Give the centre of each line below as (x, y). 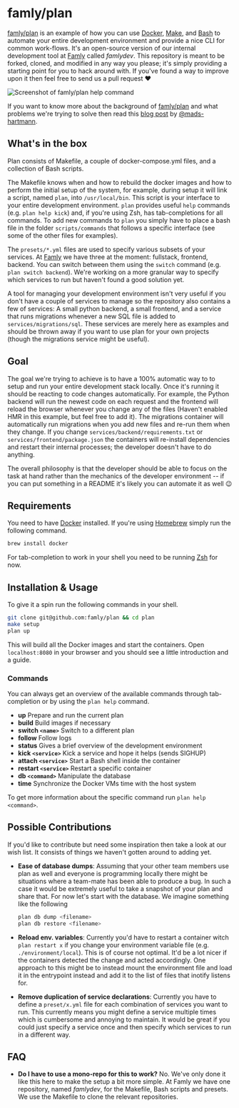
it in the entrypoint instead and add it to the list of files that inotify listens (124, 975)
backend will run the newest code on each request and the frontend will (113, 401)
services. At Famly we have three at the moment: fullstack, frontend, (108, 257)
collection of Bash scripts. (46, 168)
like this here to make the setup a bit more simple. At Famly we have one (124, 1082)
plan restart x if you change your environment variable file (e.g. (113, 945)
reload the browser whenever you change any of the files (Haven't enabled (118, 409)
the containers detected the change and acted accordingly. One (112, 960)
